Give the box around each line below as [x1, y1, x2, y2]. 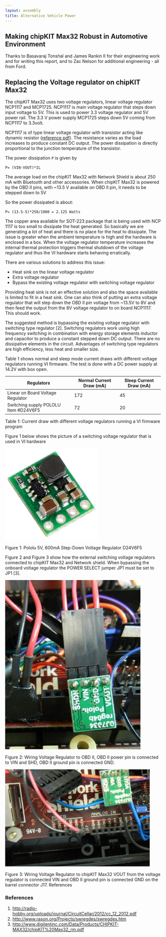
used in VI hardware [5, 438, 46, 444]
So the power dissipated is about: [5, 199, 73, 205]
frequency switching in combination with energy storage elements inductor [5, 330, 158, 337]
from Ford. [5, 63, 27, 69]
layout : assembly [5, 8, 41, 13]
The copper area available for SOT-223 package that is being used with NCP [5, 218, 161, 224]
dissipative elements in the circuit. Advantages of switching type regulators [5, 341, 159, 347]
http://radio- [12, 905, 38, 911]
